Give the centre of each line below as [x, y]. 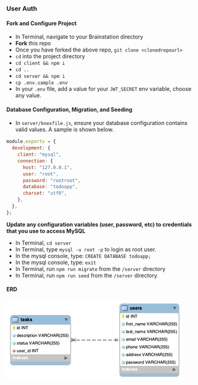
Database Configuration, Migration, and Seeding [70, 109]
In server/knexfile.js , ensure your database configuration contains [101, 123]
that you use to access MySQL [46, 231]
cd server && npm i [40, 77]
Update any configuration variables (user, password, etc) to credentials [99, 224]
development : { [31, 148]
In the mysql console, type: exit [55, 262]
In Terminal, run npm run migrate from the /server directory [90, 269]
